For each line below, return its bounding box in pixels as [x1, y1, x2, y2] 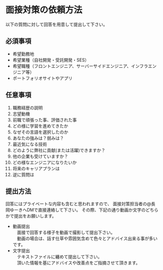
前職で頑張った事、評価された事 [12, 117, 77, 123]
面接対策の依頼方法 [5, 4, 83, 16]
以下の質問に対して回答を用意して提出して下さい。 [5, 21, 108, 27]
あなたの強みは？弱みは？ [12, 135, 64, 141]
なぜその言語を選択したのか [12, 129, 69, 135]
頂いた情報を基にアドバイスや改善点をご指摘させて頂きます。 [17, 260, 140, 266]
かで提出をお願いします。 [5, 213, 56, 219]
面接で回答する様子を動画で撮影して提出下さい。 [17, 230, 115, 235]
